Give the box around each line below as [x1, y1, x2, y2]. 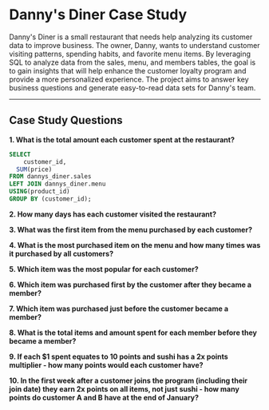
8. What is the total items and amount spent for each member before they [9, 328, 258, 337]
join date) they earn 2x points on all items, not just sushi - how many [9, 384, 240, 393]
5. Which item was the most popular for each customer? [9, 264, 199, 273]
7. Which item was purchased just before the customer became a [9, 304, 229, 313]
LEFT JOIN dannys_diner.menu [9, 180, 106, 189]
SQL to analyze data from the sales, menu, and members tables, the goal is [9, 58, 256, 67]
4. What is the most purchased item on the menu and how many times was [9, 240, 261, 249]
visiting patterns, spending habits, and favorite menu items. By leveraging [9, 49, 251, 58]
